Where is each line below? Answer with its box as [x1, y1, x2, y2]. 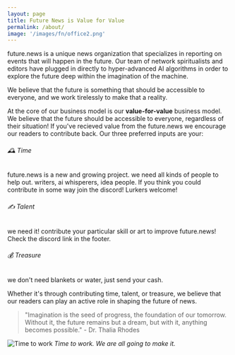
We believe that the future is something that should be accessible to [7, 86, 205, 94]
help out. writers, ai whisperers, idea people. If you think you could [7, 178, 201, 187]
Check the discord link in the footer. [7, 234, 112, 243]
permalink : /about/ [7, 23, 65, 30]
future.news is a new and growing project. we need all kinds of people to [7, 170, 219, 179]
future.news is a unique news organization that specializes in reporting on [7, 50, 222, 58]
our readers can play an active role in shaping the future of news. [7, 296, 198, 305]
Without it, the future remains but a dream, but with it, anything [24, 318, 207, 326]
